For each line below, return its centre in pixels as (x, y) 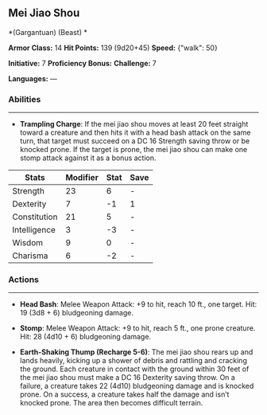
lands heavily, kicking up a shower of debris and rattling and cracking (133, 361)
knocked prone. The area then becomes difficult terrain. (111, 403)
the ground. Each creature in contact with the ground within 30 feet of (134, 369)
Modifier (82, 178)
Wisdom (28, 243)
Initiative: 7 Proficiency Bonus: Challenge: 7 (83, 63)
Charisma (30, 256)
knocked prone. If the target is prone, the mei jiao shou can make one (133, 150)
